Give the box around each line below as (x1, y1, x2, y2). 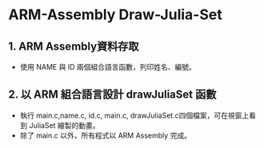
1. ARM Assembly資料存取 (8, 39, 139, 53)
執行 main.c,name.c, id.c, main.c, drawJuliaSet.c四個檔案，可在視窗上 (19, 110, 250, 120)
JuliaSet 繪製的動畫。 (29, 120, 100, 130)
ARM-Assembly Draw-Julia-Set (8, 6, 222, 24)
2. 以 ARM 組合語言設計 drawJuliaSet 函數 (8, 88, 217, 102)
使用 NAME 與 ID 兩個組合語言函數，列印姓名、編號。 (19, 62, 196, 71)
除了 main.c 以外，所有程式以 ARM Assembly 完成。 (19, 130, 192, 140)
